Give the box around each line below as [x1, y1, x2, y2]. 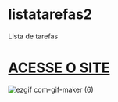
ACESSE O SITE [8, 59, 110, 77]
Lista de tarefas [8, 31, 59, 41]
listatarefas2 [8, 5, 92, 24]
